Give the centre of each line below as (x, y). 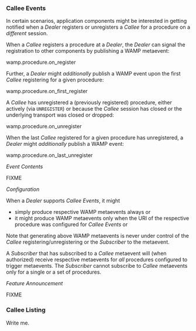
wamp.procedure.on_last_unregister (49, 155)
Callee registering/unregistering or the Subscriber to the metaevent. (88, 242)
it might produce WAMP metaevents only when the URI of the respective (102, 219)
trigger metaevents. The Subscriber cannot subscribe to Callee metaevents (97, 266)
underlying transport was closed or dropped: (60, 115)
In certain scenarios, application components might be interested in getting (97, 21)
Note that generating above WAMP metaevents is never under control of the (97, 236)
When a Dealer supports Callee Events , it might (63, 201)
